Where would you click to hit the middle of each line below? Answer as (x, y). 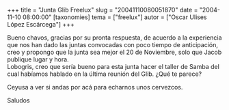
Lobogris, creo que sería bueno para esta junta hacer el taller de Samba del (113, 67)
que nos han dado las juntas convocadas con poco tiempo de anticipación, (113, 45)
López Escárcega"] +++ (41, 24)
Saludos (18, 100)
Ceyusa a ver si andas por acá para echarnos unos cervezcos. (95, 87)
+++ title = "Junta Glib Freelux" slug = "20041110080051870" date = (103, 10)
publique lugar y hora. (38, 59)
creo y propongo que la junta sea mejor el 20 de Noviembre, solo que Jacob (114, 52)
